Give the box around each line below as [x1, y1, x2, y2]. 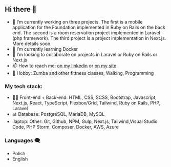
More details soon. [12, 40, 52, 47]
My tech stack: [5, 82, 43, 90]
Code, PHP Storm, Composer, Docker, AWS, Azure [12, 124, 119, 130]
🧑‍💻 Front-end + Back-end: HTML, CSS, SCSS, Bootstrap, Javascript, [12, 94, 157, 100]
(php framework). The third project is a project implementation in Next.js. [12, 35, 166, 41]
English [12, 156, 28, 162]
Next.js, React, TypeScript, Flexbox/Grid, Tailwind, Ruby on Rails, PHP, [12, 100, 161, 106]
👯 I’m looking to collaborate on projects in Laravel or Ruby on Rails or [12, 51, 158, 57]
